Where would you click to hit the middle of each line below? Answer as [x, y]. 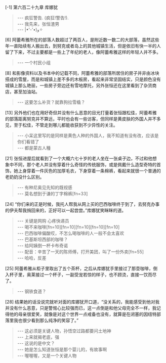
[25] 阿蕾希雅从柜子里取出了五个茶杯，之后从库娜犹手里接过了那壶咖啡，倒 [81, 268]
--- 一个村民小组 [34, 63]
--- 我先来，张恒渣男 [38, 24]
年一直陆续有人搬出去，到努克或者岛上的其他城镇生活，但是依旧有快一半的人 [83, 46]
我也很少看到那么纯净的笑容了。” [46, 320]
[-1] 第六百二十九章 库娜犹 [32, 7]
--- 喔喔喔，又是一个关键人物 [47, 356]
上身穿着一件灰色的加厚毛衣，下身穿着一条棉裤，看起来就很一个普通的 [89, 171]
